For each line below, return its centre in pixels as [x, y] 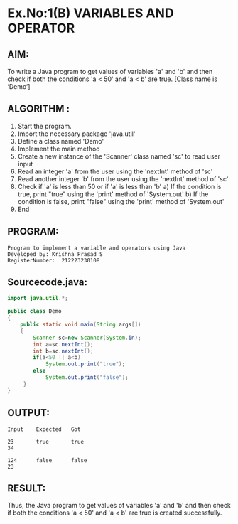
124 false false [47, 460]
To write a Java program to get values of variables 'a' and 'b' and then [110, 71]
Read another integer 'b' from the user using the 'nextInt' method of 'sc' [123, 178]
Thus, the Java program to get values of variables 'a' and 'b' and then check [119, 506]
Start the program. [45, 126]
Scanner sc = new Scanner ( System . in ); [87, 338]
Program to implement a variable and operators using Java [97, 248]
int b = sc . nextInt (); [63, 351]
